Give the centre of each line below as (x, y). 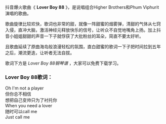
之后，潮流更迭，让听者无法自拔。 (40, 53)
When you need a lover (29, 106)
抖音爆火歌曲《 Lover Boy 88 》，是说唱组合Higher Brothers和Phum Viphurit (82, 7)
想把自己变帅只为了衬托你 (31, 100)
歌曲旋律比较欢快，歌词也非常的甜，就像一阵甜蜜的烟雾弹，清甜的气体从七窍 (83, 24)
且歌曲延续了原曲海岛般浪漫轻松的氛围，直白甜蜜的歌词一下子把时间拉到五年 (83, 46)
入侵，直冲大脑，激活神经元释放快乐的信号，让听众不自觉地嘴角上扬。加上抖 (83, 30)
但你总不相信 (18, 94)
